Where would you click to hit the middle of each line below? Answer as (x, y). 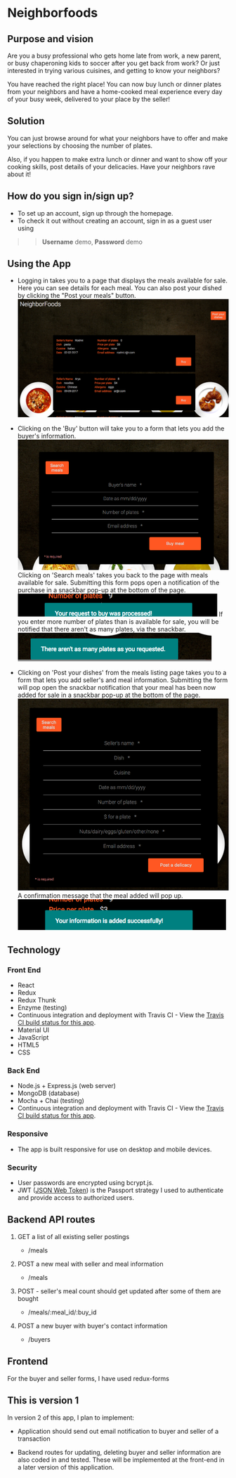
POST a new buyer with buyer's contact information (92, 1326)
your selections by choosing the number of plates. (80, 145)
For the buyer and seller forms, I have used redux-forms (88, 1378)
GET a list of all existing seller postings (73, 1236)
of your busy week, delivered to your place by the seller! (89, 99)
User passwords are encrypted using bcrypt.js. (86, 1183)
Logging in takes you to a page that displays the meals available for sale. (123, 281)
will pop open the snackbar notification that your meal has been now (117, 688)
